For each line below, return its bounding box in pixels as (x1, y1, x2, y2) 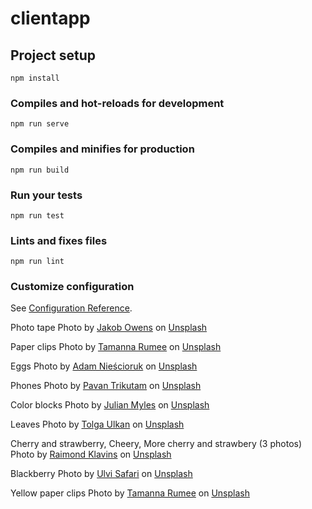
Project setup (10, 47, 97, 64)
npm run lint (10, 257, 65, 267)
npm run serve (10, 119, 70, 129)
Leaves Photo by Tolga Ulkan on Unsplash (10, 418, 185, 431)
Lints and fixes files (10, 233, 108, 247)
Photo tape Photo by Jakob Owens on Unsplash (10, 322, 208, 334)
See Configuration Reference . (10, 302, 133, 314)
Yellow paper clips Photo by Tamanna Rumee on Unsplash (10, 487, 250, 499)
